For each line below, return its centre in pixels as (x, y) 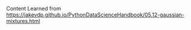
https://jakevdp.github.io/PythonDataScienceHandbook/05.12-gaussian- (95, 15)
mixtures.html (23, 21)
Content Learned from (34, 9)
